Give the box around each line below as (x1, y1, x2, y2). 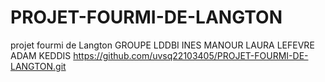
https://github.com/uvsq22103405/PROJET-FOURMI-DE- (73, 49, 309, 61)
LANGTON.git (10, 60, 67, 72)
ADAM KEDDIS (10, 49, 72, 61)
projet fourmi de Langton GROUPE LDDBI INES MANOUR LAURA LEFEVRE (10, 39, 315, 51)
